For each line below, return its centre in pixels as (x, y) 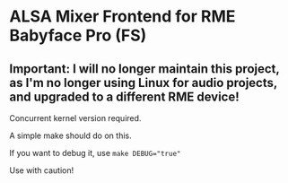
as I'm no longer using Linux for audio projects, (144, 83)
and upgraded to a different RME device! (124, 96)
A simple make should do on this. (70, 135)
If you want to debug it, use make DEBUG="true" (95, 153)
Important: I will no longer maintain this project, (144, 69)
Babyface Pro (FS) (78, 35)
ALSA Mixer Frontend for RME (122, 17)
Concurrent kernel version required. (75, 118)
